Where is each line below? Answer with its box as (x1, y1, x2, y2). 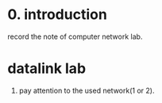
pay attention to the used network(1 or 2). (18, 86, 155, 95)
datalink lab (7, 59, 87, 78)
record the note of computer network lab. (7, 32, 143, 41)
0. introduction (7, 6, 108, 24)
